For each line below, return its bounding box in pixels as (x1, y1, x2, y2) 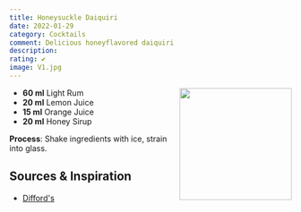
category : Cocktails (9, 30, 87, 38)
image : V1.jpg (9, 64, 63, 72)
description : (9, 47, 58, 55)
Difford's (21, 192, 56, 203)
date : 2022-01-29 (9, 21, 74, 30)
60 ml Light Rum (21, 87, 84, 98)
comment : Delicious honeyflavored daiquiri (9, 38, 175, 47)
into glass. (9, 142, 47, 153)
